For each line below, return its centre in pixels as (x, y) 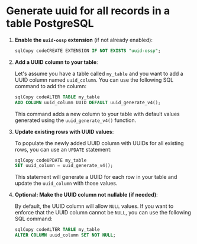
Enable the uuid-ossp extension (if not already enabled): (83, 40)
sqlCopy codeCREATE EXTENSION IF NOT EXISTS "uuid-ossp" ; (88, 51)
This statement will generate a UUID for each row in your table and (96, 177)
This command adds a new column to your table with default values (97, 114)
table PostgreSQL (50, 23)
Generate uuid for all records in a (88, 11)
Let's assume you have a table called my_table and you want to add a (99, 73)
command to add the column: (51, 86)
